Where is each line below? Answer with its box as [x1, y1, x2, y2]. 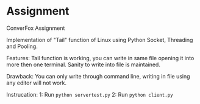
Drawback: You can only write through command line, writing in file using [6, 72, 190, 80]
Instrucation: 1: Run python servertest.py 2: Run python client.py [6, 91, 174, 98]
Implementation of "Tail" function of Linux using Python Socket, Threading [6, 36, 193, 43]
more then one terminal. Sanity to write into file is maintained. [6, 61, 160, 68]
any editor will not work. [6, 79, 67, 86]
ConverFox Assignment [6, 24, 65, 32]
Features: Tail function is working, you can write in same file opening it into [6, 54, 195, 61]
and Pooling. [6, 43, 38, 50]
